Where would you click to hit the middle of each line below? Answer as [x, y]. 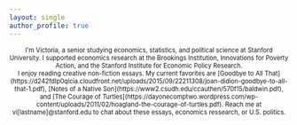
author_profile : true [49, 26]
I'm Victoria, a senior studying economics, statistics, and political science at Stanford [149, 50]
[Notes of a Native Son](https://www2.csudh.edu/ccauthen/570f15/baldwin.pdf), [166, 89]
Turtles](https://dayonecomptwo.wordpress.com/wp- [180, 97]
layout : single [37, 17]
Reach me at [243, 104]
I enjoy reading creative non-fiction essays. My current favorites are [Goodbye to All [140, 73]
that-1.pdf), [31, 89]
